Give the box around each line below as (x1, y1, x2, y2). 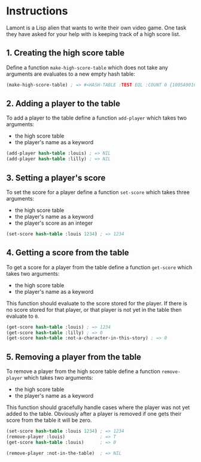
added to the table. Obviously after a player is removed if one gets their (6, 410, 182, 418)
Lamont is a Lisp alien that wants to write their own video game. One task (6, 24, 187, 31)
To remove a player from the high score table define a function (6, 368, 160, 375)
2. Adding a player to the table (6, 99, 121, 109)
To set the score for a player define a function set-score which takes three (6, 189, 190, 196)
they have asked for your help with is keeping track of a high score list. (6, 30, 181, 37)
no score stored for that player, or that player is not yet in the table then (6, 306, 182, 313)
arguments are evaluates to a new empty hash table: (6, 70, 136, 78)
